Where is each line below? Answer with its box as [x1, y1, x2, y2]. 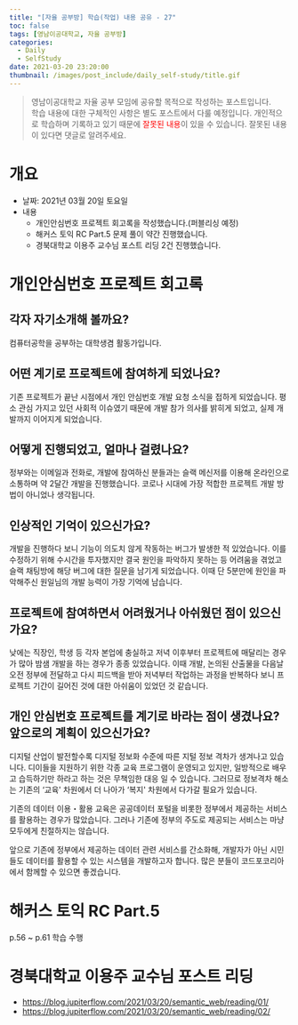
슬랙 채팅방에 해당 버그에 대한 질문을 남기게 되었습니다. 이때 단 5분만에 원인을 [9, 565, 278, 576]
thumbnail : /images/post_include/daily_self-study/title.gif [9, 71, 241, 80]
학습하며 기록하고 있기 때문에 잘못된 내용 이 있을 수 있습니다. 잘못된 [40, 118, 271, 129]
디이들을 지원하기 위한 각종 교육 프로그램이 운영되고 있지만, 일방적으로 [28, 762, 270, 773]
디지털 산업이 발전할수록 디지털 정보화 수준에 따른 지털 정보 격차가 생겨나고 [9, 750, 269, 761]
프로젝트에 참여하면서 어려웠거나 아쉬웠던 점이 [9, 605, 246, 621]
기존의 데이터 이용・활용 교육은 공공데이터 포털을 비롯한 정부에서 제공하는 [9, 803, 264, 813]
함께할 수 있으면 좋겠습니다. [25, 866, 122, 877]
